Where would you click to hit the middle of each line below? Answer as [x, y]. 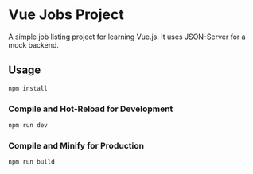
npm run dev [28, 125]
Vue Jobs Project [66, 15]
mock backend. [34, 44]
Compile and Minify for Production [76, 145]
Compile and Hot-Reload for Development [91, 109]
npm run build [32, 162]
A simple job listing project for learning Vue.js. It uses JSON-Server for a [127, 37]
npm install [28, 88]
